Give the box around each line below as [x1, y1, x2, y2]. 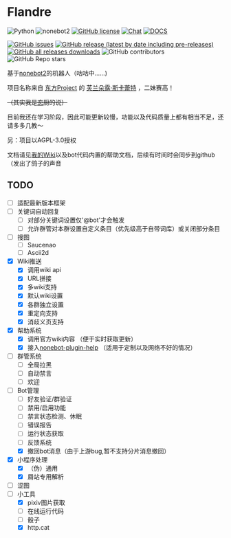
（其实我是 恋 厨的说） [7, 98, 67, 107]
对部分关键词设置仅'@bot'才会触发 [27, 216, 125, 224]
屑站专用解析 [27, 472, 64, 481]
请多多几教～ [7, 121, 43, 129]
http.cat [27, 524, 50, 532]
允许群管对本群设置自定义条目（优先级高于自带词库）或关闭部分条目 [27, 224, 221, 232]
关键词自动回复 [16, 207, 60, 215]
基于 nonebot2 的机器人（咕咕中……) [7, 69, 108, 77]
